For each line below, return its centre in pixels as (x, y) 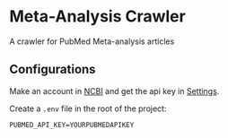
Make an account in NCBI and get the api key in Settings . (114, 91)
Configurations (53, 69)
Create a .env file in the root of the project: (88, 108)
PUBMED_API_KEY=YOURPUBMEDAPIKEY (72, 125)
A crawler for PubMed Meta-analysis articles (92, 41)
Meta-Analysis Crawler (97, 17)
